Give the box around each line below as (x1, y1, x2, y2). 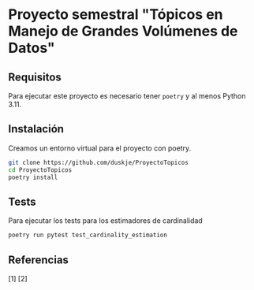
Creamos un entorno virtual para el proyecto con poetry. (8, 143, 192, 153)
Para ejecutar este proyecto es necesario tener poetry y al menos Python (8, 91, 246, 100)
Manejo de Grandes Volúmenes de (8, 22, 238, 40)
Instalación (8, 122, 65, 136)
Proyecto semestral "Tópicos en (8, 6, 223, 24)
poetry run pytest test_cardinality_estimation (8, 231, 168, 240)
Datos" (8, 39, 55, 57)
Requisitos (8, 70, 62, 84)
